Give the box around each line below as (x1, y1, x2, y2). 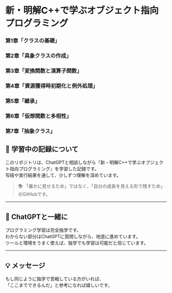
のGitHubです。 (17, 191, 51, 198)
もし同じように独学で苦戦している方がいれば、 (5, 276, 104, 282)
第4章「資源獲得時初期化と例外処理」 (5, 82, 98, 89)
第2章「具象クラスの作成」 (5, 52, 72, 60)
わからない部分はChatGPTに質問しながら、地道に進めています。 (5, 233, 141, 240)
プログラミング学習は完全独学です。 (5, 227, 81, 233)
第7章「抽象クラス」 (5, 127, 56, 134)
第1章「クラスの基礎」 (5, 37, 60, 44)
